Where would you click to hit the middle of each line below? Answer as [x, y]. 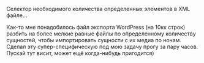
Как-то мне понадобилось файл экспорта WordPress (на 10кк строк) [96, 27]
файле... [17, 15]
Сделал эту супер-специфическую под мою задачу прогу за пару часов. [102, 46]
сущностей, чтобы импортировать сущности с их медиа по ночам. [94, 40]
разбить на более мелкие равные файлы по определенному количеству [101, 34]
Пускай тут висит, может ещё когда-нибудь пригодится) [80, 53]
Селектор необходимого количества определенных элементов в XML [98, 9]
